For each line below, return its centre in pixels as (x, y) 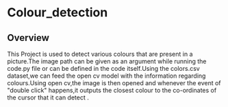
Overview (28, 38)
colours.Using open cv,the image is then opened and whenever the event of (114, 83)
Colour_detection (58, 13)
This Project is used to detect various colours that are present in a (100, 54)
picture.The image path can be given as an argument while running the (107, 61)
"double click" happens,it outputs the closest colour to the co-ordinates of (112, 90)
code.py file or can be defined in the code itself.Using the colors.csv (103, 68)
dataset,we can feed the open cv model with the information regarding (106, 76)
